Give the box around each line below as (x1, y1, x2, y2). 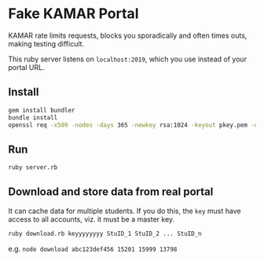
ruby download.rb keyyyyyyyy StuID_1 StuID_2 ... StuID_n (8, 230, 202, 237)
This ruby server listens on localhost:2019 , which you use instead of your (8, 54, 247, 64)
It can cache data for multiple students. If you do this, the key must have (8, 206, 241, 215)
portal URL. (8, 62, 45, 72)
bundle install (8, 113, 58, 122)
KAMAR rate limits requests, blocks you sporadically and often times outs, (8, 31, 247, 40)
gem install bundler (8, 106, 76, 114)
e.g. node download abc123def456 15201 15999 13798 (8, 244, 178, 253)
